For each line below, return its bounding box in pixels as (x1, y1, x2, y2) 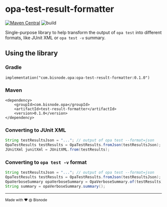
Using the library (5, 49, 58, 57)
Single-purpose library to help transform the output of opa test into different (5, 29, 162, 35)
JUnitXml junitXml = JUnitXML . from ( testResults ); (5, 147, 110, 152)
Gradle (5, 64, 22, 71)
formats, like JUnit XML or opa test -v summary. (5, 35, 106, 41)
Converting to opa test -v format (5, 158, 87, 165)
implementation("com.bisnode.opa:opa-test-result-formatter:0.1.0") (5, 75, 150, 80)
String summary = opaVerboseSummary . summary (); (5, 184, 106, 189)
